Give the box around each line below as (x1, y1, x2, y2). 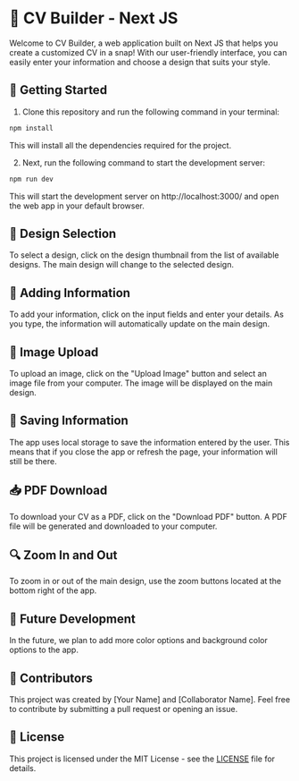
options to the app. (9, 644, 79, 656)
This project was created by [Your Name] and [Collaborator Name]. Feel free (9, 694, 291, 705)
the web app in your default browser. (9, 200, 145, 211)
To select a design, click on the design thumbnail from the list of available (9, 250, 279, 260)
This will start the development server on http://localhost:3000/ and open (9, 191, 279, 201)
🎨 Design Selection (9, 225, 117, 241)
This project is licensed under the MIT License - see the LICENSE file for (9, 753, 275, 764)
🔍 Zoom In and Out (9, 548, 118, 563)
